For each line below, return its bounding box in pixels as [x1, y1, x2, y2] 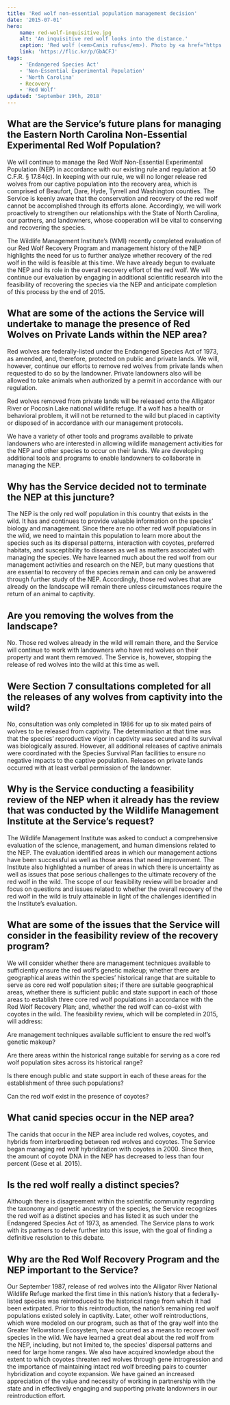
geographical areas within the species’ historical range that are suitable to [7, 973, 216, 981]
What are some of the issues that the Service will [7, 919, 220, 931]
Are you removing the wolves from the [7, 609, 175, 621]
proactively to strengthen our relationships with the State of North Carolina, [7, 208, 219, 217]
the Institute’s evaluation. [7, 899, 77, 907]
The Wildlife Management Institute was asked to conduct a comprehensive [7, 833, 218, 842]
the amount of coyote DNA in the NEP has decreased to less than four [7, 1152, 204, 1160]
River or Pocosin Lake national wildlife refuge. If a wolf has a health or [7, 404, 204, 412]
